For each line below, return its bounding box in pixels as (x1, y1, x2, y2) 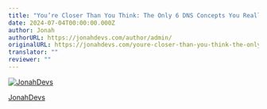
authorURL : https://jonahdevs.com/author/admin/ (8, 33, 172, 42)
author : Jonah (8, 26, 56, 34)
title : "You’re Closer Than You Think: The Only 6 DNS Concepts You (8, 11, 240, 20)
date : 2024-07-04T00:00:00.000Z (8, 19, 115, 27)
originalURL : (8, 41, 52, 49)
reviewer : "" (8, 56, 52, 64)
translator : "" (8, 48, 59, 56)
